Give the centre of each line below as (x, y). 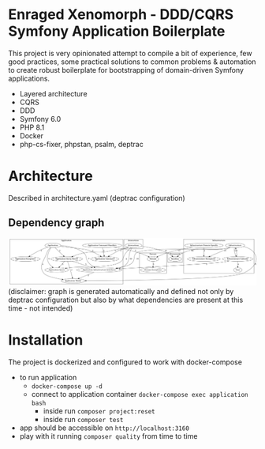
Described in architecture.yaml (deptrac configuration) (97, 198)
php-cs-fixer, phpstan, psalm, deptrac (81, 144)
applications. (29, 78)
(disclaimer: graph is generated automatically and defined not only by (121, 291)
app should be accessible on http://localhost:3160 (104, 428)
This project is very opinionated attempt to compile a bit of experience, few (130, 53)
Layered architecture (54, 93)
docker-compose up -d (67, 386)
